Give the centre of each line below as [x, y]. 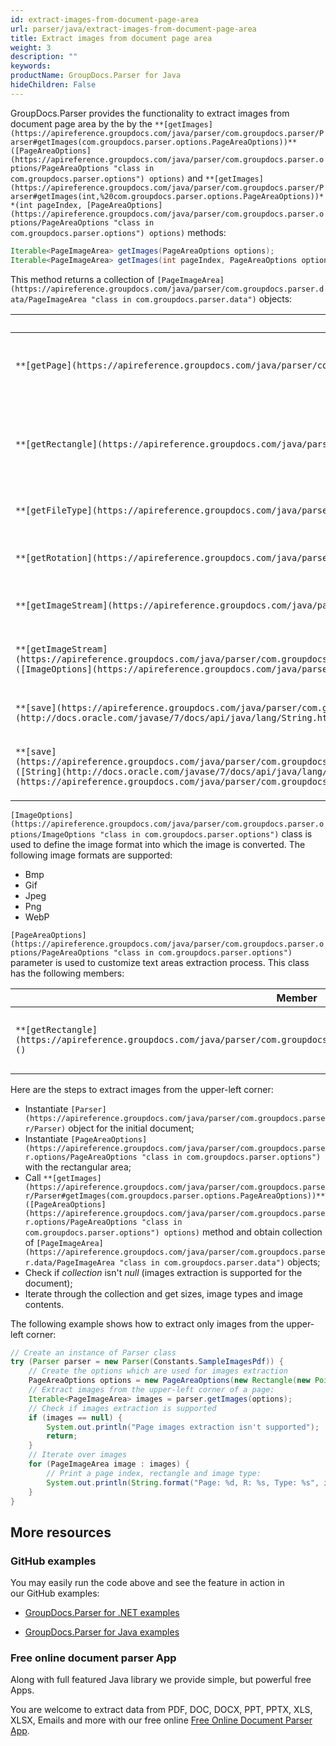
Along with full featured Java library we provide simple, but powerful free [161, 1680]
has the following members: [67, 973]
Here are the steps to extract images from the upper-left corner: [142, 1089]
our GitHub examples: [55, 1593]
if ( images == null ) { [75, 1417]
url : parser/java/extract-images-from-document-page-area [133, 29]
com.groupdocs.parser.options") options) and [106, 178]
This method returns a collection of [82, 279]
